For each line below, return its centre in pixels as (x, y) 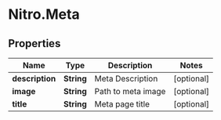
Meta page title (122, 104)
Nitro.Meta (44, 15)
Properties (34, 44)
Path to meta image (130, 91)
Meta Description (126, 78)
